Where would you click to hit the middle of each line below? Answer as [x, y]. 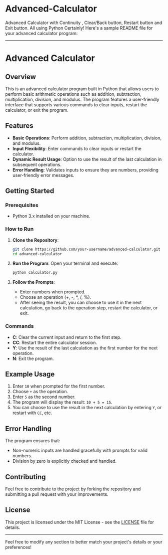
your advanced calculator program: [41, 33]
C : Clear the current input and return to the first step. [67, 337]
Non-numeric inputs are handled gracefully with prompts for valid [80, 450]
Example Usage [30, 374]
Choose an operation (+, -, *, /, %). [55, 297]
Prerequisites [22, 205]
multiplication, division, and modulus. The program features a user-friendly [82, 99]
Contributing [25, 477]
